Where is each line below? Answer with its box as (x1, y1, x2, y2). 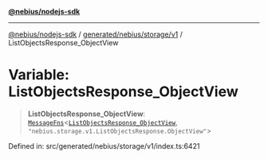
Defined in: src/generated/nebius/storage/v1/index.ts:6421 (8, 141, 200, 150)
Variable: (8, 66, 70, 84)
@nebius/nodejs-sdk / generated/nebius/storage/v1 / (8, 29, 183, 39)
